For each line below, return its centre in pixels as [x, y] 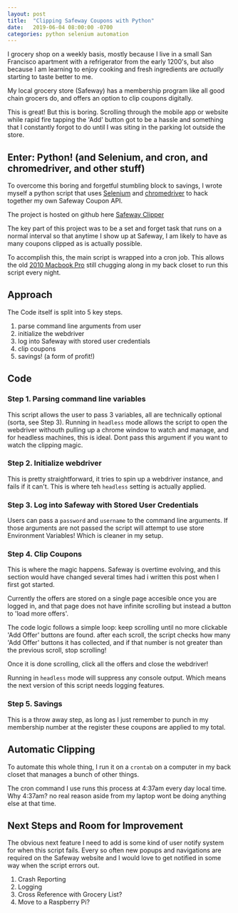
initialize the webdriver [51, 333]
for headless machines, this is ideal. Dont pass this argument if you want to [118, 437]
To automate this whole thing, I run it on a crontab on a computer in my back [119, 767]
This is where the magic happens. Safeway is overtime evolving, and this [114, 570]
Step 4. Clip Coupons [45, 554]
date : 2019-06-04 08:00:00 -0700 [60, 27]
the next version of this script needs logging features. [86, 685]
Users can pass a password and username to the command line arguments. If [118, 521]
